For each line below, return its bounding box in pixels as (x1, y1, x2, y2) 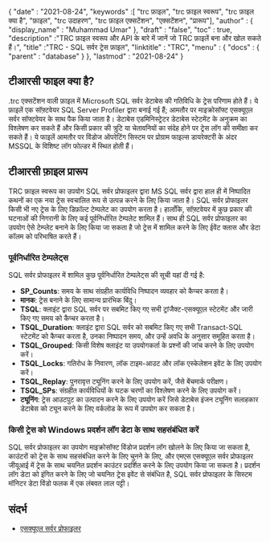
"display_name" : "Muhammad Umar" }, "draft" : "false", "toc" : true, (8, 25, 233, 35)
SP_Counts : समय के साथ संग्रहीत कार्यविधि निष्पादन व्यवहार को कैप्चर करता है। (19, 286, 229, 295)
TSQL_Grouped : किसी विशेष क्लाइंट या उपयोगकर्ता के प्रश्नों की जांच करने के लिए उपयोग (19, 340, 255, 350)
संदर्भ (8, 502, 27, 516)
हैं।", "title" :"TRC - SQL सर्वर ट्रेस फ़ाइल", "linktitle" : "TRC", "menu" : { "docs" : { (8, 43, 260, 51)
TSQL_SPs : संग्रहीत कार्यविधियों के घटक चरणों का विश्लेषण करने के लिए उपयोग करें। (19, 385, 242, 395)
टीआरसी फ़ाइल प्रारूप (8, 165, 88, 179)
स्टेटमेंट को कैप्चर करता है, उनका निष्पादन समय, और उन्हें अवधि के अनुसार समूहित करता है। (19, 331, 256, 340)
